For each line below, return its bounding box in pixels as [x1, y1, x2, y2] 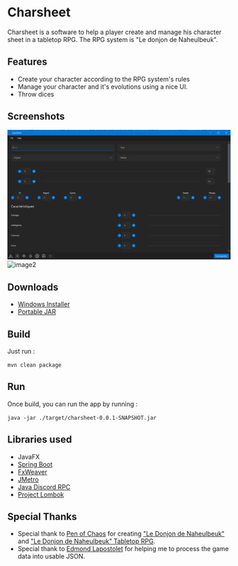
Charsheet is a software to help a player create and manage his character [7, 28, 222, 36]
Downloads [7, 281, 59, 293]
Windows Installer [17, 300, 70, 309]
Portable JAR [17, 308, 57, 316]
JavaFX [17, 452, 40, 461]
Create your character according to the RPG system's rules [17, 75, 190, 83]
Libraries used [7, 434, 72, 446]
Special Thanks [7, 511, 77, 523]
